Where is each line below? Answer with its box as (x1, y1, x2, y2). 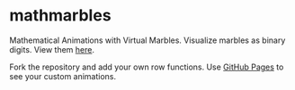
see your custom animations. (9, 70, 117, 81)
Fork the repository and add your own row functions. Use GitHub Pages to (9, 61, 284, 72)
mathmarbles (9, 5, 112, 26)
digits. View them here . (9, 44, 95, 54)
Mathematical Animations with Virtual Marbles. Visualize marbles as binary (9, 35, 286, 45)
